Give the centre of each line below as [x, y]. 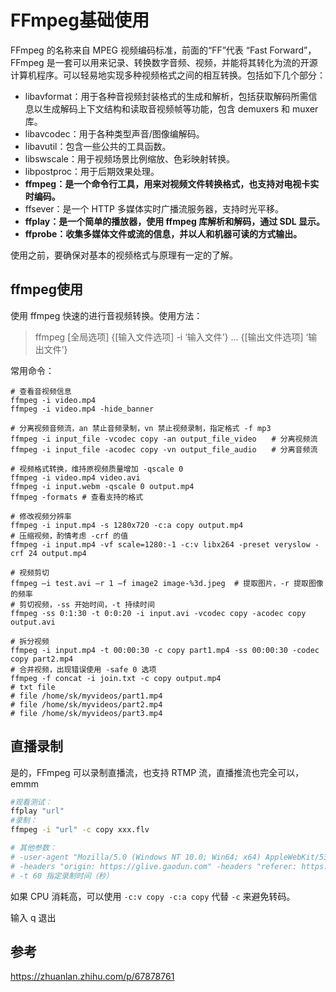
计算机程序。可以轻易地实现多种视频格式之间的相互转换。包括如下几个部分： [168, 75]
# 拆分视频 [30, 641]
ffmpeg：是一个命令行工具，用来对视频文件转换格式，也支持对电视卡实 [172, 183]
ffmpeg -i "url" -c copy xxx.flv [80, 830]
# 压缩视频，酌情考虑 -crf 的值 [69, 536]
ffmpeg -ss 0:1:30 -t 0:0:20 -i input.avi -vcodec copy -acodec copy [158, 613]
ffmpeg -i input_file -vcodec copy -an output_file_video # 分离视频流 [164, 439]
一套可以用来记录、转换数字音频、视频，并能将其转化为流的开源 [186, 62]
